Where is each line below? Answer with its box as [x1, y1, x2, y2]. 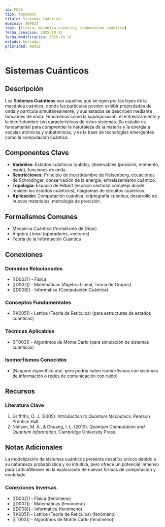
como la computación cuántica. [5, 134, 69, 140]
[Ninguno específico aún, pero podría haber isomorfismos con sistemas [12, 367, 159, 373]
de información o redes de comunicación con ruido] [12, 373, 118, 379]
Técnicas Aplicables [5, 328, 55, 335]
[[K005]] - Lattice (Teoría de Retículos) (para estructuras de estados [12, 310, 151, 316]
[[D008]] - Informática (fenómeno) [12, 506, 83, 512]
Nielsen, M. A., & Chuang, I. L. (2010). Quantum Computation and [12, 424, 145, 429]
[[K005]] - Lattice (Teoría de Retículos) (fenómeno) [12, 511, 116, 517]
